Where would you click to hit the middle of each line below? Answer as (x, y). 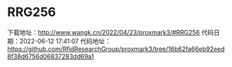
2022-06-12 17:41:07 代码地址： (65, 41)
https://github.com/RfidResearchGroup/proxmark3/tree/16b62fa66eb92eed (116, 49)
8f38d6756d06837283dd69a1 (51, 56)
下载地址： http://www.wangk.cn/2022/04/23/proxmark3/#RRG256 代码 (111, 32)
